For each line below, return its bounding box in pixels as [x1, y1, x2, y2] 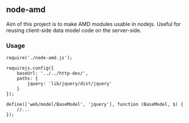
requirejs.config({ [6, 65, 54, 72]
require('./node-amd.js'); [6, 55, 73, 61]
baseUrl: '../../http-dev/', [17, 70, 89, 76]
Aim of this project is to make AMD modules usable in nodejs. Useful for [6, 20, 181, 27]
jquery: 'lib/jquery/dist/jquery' [27, 81, 112, 87]
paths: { [17, 76, 38, 82]
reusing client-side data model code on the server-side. [6, 27, 142, 34]
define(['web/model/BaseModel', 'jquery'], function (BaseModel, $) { [6, 102, 184, 108]
